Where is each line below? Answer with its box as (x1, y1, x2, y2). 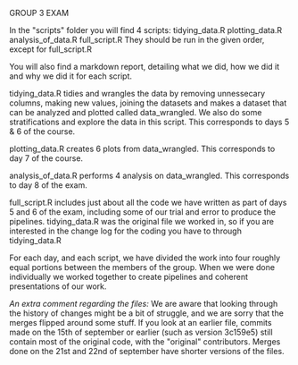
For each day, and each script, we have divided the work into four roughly (9, 252, 281, 263)
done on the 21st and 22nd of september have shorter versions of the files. (9, 346, 285, 356)
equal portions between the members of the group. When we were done (9, 262, 275, 272)
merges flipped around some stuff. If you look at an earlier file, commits (9, 318, 272, 327)
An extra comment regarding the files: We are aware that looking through (9, 299, 278, 309)
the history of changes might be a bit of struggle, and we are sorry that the (9, 308, 284, 318)
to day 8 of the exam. (9, 180, 87, 191)
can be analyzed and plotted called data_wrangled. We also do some (9, 107, 262, 117)
